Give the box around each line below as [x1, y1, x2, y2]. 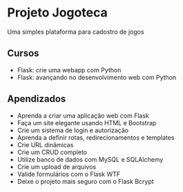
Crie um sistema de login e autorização [17, 126, 129, 134]
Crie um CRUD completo [17, 148, 88, 156]
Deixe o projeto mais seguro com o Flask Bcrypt [17, 177, 154, 185]
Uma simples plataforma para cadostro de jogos [7, 28, 144, 36]
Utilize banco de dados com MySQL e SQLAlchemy [17, 155, 164, 163]
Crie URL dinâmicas [17, 140, 74, 149]
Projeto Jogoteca [7, 5, 108, 21]
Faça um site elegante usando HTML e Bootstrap [17, 118, 157, 127]
